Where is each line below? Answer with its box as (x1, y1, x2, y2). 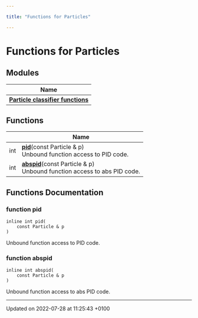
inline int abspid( (6, 267, 54, 274)
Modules (6, 68, 39, 78)
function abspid (6, 254, 53, 262)
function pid (6, 205, 42, 213)
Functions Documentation (6, 187, 104, 197)
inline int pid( (6, 219, 46, 225)
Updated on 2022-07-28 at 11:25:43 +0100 (6, 305, 110, 312)
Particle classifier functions (9, 95, 89, 103)
